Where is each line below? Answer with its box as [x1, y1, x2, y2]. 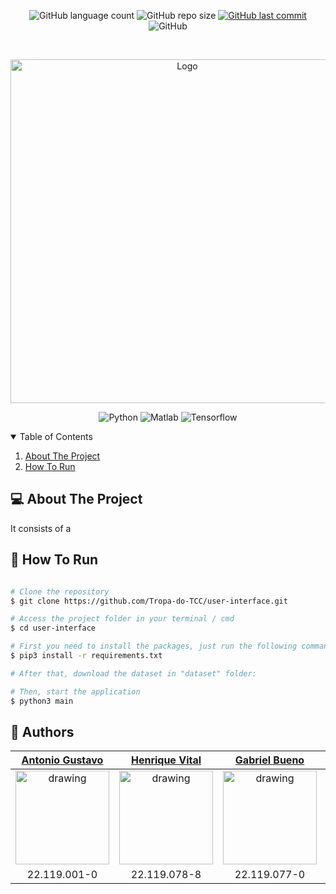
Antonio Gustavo [21, 753, 104, 767]
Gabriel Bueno [234, 753, 305, 767]
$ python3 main [10, 696, 74, 706]
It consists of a [10, 522, 72, 534]
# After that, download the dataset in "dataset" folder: [10, 668, 257, 679]
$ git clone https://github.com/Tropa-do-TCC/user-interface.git [10, 596, 288, 606]
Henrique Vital [130, 753, 202, 767]
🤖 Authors [10, 723, 75, 740]
